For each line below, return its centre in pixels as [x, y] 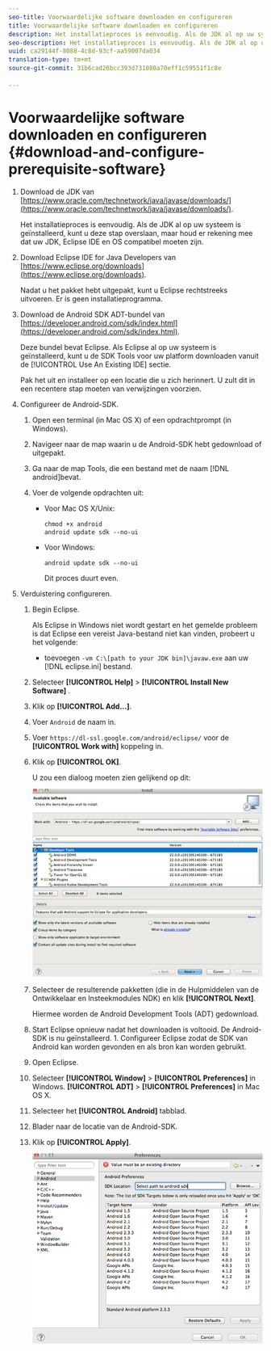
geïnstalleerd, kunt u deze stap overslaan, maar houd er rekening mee [136, 233]
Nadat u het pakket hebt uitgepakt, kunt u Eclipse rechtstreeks [124, 290]
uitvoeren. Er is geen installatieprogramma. [91, 298]
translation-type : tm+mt [50, 60]
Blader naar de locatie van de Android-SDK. [105, 1126]
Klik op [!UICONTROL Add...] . [82, 706]
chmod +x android [73, 524]
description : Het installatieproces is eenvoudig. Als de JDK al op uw [131, 34]
